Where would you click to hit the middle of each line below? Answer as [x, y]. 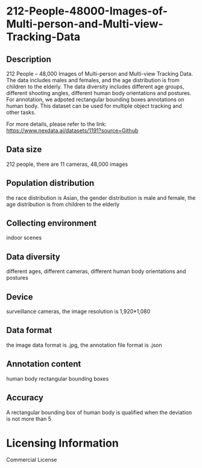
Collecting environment [52, 223]
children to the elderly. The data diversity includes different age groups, [95, 87]
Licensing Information [62, 443]
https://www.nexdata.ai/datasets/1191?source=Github [72, 130]
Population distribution [50, 183]
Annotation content [44, 364]
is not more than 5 [29, 418]
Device [20, 297]
